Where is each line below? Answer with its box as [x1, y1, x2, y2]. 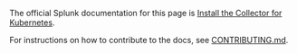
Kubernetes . [9, 17, 55, 28]
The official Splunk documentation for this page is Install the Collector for [9, 8, 283, 18]
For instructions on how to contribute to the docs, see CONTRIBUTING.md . [9, 35, 289, 45]
